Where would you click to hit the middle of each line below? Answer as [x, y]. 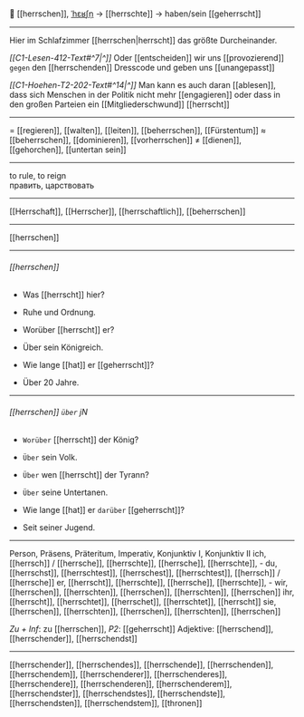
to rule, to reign [38, 175]
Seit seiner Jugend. [59, 528]
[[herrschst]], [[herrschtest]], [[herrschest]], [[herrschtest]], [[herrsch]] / [145, 573]
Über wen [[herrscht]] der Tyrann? [85, 475]
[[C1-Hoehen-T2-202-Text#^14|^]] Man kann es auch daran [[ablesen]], [142, 85]
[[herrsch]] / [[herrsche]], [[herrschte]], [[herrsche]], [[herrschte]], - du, [143, 563]
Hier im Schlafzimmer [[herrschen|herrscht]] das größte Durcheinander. [143, 40]
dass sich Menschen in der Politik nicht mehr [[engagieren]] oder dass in [145, 95]
